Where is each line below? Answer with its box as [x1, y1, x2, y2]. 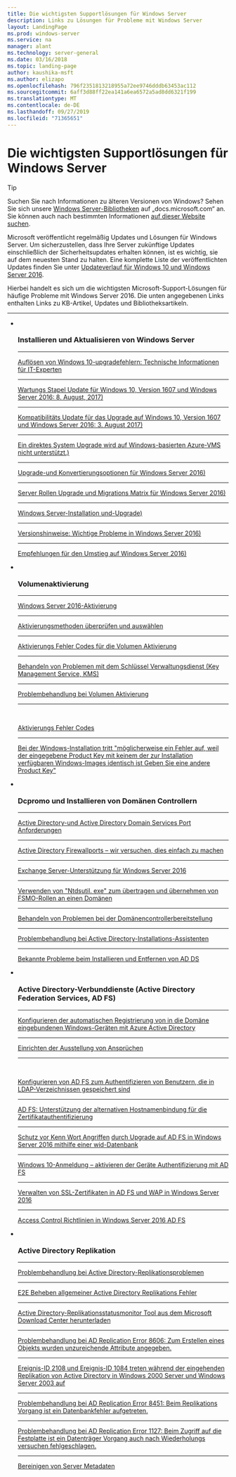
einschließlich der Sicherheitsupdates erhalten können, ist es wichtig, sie [7, 247, 218, 256]
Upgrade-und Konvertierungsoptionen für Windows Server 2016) [17, 468, 206, 476]
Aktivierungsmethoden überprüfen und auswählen [17, 622, 164, 630]
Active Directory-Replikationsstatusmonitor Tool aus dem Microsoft [17, 1308, 212, 1317]
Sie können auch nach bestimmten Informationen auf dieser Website [7, 212, 206, 220]
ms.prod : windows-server [7, 30, 80, 37]
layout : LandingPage [7, 23, 68, 30]
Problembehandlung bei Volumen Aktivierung [17, 690, 149, 698]
